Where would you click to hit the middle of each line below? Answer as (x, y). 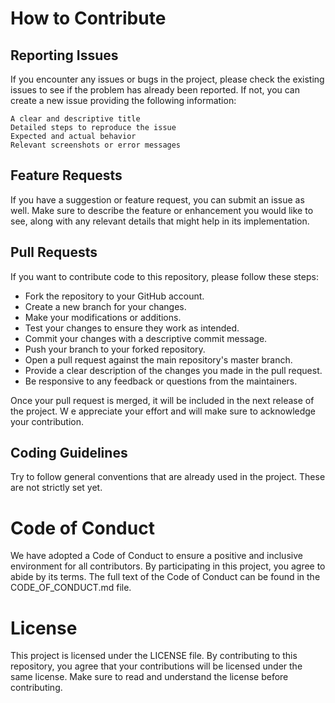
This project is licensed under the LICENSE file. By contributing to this (154, 656)
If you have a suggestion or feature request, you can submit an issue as (157, 199)
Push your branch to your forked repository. (115, 349)
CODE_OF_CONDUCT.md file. (71, 588)
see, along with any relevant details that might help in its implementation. (160, 221)
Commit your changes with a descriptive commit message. (146, 338)
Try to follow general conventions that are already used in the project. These (168, 477)
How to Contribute (88, 18)
